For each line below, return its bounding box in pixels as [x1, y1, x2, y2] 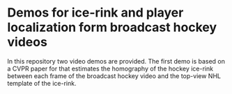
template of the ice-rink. [7, 79, 77, 87]
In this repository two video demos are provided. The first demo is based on [7, 57, 225, 65]
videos [7, 35, 47, 50]
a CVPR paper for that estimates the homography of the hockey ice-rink [7, 64, 214, 73]
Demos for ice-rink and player [7, 5, 184, 21]
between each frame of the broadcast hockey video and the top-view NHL [7, 71, 222, 80]
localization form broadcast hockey [7, 19, 217, 35]
